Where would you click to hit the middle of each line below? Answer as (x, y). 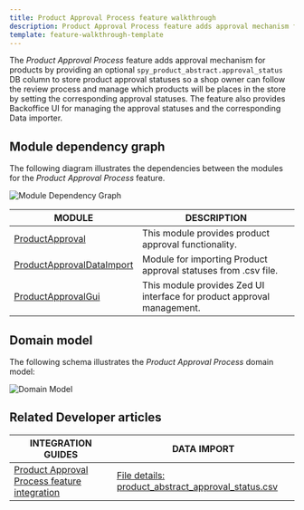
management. (171, 308)
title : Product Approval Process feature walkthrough (113, 18)
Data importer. (36, 118)
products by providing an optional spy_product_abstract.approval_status (146, 70)
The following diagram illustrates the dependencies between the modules (146, 168)
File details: (141, 475)
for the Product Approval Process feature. (87, 178)
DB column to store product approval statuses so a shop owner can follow (147, 80)
